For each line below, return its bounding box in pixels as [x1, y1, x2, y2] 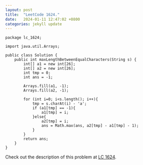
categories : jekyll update [5, 21, 62, 27]
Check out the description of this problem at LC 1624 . [5, 154, 117, 160]
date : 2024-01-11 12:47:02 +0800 [5, 17, 80, 22]
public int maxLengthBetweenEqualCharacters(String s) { [14, 57, 137, 62]
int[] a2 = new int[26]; [23, 66, 76, 71]
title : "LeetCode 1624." [5, 12, 60, 17]
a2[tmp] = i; [41, 119, 69, 124]
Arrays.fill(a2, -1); [23, 88, 69, 93]
